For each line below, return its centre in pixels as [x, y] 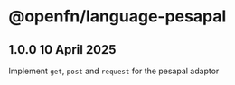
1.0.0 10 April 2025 [62, 50]
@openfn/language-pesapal [117, 17]
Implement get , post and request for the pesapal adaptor [114, 71]
